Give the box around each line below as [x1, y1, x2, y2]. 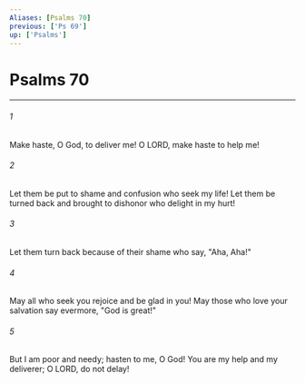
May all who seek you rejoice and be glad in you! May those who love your [9, 296, 288, 307]
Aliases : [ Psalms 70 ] [9, 13, 92, 23]
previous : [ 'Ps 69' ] [9, 22, 88, 31]
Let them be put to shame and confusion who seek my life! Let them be [9, 188, 276, 199]
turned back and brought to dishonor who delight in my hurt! [9, 197, 236, 209]
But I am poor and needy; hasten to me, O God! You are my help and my [9, 354, 279, 365]
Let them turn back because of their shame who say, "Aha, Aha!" [9, 246, 251, 257]
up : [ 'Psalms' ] [9, 30, 67, 39]
